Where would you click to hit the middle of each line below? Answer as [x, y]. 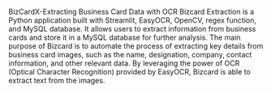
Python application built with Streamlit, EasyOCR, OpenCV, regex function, [133, 20]
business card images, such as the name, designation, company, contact [130, 55]
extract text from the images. [57, 80]
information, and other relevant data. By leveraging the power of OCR [124, 63]
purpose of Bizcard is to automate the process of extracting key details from [136, 46]
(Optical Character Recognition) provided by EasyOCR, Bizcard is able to [130, 72]
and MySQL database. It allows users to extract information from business [132, 29]
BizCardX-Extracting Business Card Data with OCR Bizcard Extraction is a [131, 12]
